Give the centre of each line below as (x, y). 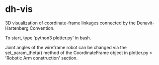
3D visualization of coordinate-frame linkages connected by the (70, 23)
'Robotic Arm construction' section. (41, 58)
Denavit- (145, 23)
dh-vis (19, 9)
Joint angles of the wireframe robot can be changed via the (66, 47)
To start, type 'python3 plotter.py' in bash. (48, 38)
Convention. (42, 28)
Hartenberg (17, 28)
